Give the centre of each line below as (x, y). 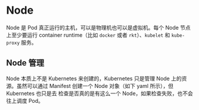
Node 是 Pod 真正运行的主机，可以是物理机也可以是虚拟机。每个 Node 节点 (98, 27)
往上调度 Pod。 (25, 100)
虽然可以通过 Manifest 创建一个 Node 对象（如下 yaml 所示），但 (95, 86)
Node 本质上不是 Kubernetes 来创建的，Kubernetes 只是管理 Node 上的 (94, 78)
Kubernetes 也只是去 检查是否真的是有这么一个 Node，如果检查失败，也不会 (100, 93)
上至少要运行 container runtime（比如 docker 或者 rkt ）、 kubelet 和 (88, 35)
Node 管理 (25, 63)
